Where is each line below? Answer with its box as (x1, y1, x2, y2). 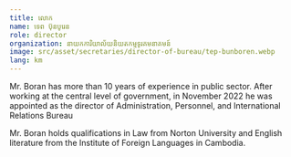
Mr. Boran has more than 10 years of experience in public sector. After (9, 81, 273, 91)
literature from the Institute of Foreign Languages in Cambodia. (9, 138, 246, 148)
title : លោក (9, 13, 53, 23)
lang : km (9, 56, 43, 65)
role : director (9, 30, 68, 39)
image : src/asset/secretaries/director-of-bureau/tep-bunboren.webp (9, 47, 275, 57)
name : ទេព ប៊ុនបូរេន (9, 22, 70, 31)
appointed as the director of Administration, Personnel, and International (9, 100, 281, 110)
